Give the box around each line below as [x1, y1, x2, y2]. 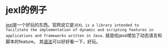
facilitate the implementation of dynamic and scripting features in [5, 27, 154, 32]
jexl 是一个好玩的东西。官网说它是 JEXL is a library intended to [5, 22, 139, 28]
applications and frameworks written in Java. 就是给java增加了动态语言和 [5, 32, 162, 38]
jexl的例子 [5, 4, 47, 16]
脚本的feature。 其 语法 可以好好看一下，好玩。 [5, 38, 100, 45]
